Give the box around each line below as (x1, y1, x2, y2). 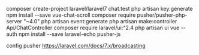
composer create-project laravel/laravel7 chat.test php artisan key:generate (6, 5, 193, 12)
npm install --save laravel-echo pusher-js (18, 30, 121, 38)
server (6, 18, 23, 25)
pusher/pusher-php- (137, 11, 188, 19)
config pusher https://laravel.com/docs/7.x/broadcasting (6, 42, 146, 49)
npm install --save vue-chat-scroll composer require (6, 11, 136, 19)
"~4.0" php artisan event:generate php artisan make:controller (23, 18, 177, 25)
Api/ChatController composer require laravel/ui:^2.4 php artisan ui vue (6, 24, 180, 31)
